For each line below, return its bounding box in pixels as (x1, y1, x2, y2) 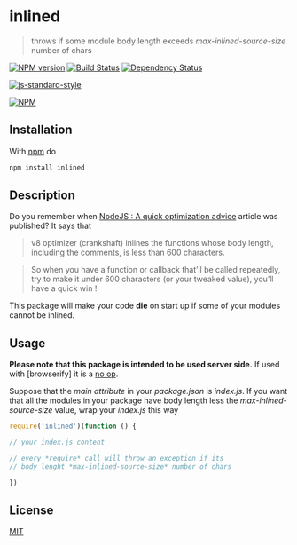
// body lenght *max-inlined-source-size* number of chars (9, 462, 232, 471)
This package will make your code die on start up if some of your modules (9, 300, 281, 312)
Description (9, 188, 75, 203)
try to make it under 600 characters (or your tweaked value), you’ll (30, 273, 274, 285)
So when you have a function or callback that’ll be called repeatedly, (30, 265, 281, 275)
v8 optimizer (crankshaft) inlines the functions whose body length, (30, 238, 274, 249)
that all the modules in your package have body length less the (9, 395, 238, 406)
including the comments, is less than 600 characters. (30, 247, 225, 258)
